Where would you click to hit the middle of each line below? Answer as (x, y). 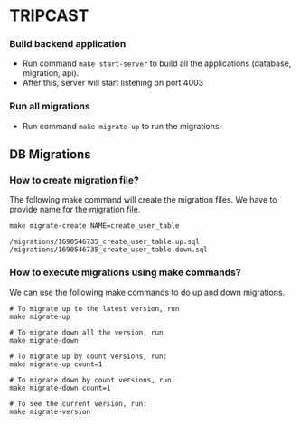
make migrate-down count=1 (60, 388)
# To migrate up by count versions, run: (89, 356)
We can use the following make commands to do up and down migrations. (147, 292)
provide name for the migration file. (75, 210)
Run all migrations (50, 107)
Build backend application (68, 44)
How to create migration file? (74, 180)
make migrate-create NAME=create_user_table (94, 226)
